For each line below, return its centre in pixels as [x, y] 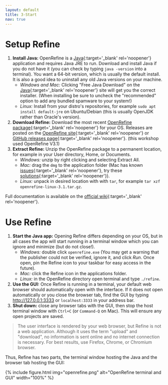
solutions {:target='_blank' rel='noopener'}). [65, 176]
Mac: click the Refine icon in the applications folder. [73, 274]
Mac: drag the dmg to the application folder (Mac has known [81, 165]
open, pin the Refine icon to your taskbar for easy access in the [86, 263]
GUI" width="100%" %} [30, 378]
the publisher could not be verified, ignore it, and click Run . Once [87, 258]
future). [28, 268]
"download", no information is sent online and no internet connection [89, 337]
